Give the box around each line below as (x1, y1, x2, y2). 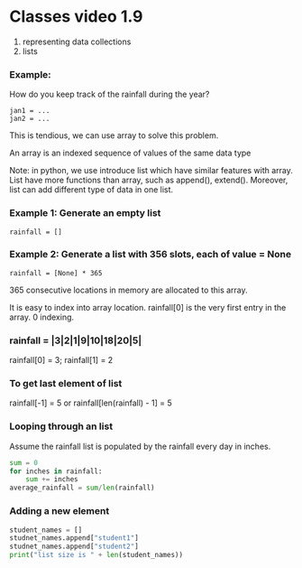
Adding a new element (9, 505, 110, 517)
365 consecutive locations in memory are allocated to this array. (9, 284, 248, 295)
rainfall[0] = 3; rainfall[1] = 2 (9, 355, 114, 366)
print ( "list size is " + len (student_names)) (9, 551, 183, 560)
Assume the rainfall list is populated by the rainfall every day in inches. (9, 441, 271, 452)
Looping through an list (9, 420, 114, 433)
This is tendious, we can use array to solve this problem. (9, 130, 219, 141)
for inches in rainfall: (9, 467, 103, 476)
